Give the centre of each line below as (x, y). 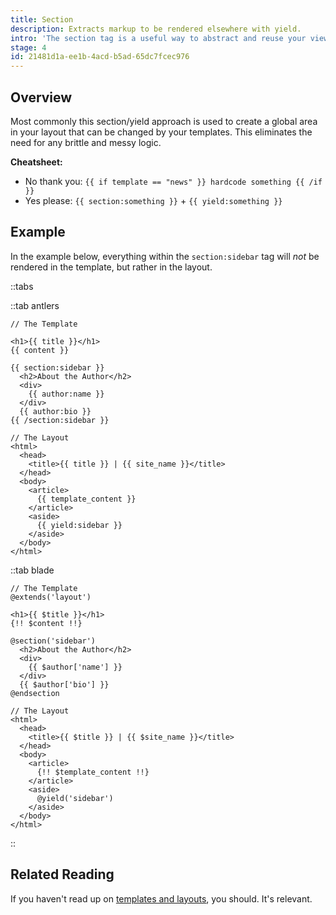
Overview (41, 97)
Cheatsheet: (36, 162)
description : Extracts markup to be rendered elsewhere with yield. (156, 29)
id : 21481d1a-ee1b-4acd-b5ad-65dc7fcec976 (100, 57)
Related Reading (62, 874)
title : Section (42, 19)
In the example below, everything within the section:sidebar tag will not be (165, 256)
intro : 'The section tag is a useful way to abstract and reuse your (158, 38)
